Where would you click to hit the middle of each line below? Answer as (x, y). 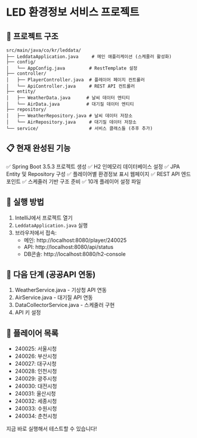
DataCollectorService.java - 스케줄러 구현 (65, 305)
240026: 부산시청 (36, 356)
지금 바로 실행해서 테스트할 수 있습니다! (52, 429)
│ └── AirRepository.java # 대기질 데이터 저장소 (72, 122)
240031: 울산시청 (35, 394)
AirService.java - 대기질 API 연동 (54, 297)
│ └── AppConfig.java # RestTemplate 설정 (72, 68)
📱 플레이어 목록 (32, 333)
